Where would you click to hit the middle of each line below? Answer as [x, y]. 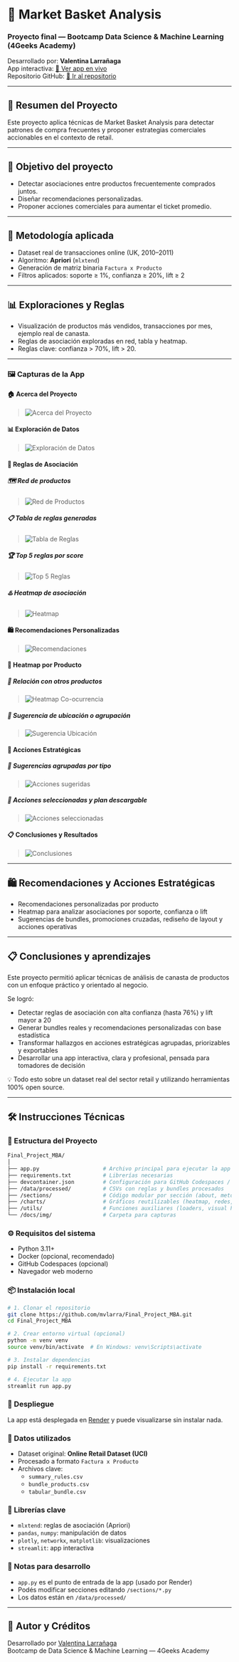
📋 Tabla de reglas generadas [52, 518]
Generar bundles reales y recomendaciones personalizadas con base [119, 1027]
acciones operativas [47, 926]
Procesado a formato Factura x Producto [78, 1461]
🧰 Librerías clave [37, 1510]
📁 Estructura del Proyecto [52, 1140]
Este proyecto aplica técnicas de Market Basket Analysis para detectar [111, 122]
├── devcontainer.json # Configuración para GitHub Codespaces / [119, 1182]
